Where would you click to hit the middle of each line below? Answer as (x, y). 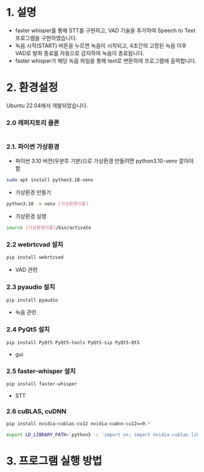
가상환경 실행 (31, 217)
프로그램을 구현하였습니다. (46, 38)
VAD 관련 (26, 270)
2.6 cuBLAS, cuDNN (36, 411)
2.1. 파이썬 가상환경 (33, 147)
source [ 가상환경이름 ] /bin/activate (49, 228)
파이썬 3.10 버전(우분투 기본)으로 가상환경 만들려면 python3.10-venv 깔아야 (104, 161)
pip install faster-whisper (42, 384)
